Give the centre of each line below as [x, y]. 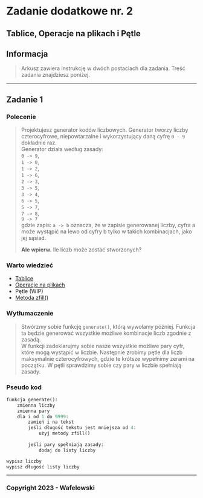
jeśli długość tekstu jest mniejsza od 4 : [82, 428]
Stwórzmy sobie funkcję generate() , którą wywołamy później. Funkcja [108, 326]
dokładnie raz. [39, 143]
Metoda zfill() [32, 298]
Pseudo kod [24, 387]
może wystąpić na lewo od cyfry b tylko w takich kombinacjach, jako [106, 231]
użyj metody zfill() [64, 433]
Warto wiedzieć [30, 265]
